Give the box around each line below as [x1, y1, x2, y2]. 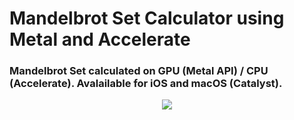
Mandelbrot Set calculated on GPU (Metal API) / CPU [9, 64, 269, 78]
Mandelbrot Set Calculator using [9, 7, 285, 30]
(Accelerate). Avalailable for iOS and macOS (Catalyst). [9, 77, 283, 91]
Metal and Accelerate [9, 28, 191, 51]
